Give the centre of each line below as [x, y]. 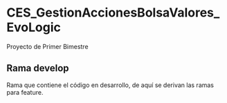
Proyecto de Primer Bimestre [47, 46]
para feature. [25, 92]
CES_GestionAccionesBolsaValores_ [113, 13]
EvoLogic [34, 27]
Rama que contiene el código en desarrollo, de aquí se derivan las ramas [110, 85]
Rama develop [38, 68]
